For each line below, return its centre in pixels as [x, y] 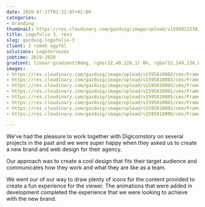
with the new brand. [31, 199]
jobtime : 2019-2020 [31, 57]
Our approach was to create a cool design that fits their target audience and [102, 161]
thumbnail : [20, 29]
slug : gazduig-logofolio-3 [41, 40]
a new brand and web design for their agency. [64, 149]
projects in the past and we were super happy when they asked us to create [102, 143]
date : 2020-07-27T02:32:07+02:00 [49, 12]
